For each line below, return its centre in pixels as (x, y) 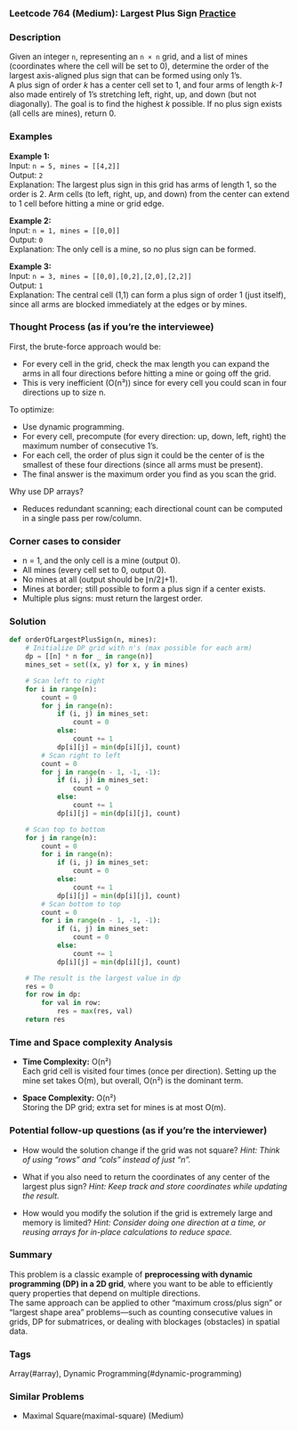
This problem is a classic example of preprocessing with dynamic (131, 1274)
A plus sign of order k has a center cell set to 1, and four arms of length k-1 (146, 85)
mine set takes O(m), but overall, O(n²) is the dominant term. (133, 1081)
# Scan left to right (65, 681)
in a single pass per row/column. (82, 518)
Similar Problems (47, 1397)
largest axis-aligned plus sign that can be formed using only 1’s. (126, 76)
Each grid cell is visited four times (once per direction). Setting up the (149, 1071)
